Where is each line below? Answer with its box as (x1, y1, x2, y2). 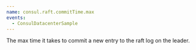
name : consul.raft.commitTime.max (6, 9, 95, 15)
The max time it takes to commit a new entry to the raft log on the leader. (6, 37, 190, 45)
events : (6, 15, 26, 21)
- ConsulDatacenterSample (12, 20, 78, 26)
